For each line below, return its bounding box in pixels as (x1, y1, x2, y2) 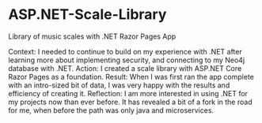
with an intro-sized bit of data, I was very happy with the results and (8, 80, 230, 90)
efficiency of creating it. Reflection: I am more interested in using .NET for (8, 88, 248, 98)
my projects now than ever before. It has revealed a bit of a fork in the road (8, 97, 253, 106)
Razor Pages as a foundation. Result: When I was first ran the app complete (8, 72, 255, 81)
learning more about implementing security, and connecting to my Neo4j (8, 55, 245, 65)
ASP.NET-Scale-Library (8, 6, 167, 24)
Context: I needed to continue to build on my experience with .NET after (8, 47, 243, 56)
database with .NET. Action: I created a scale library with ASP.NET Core (8, 63, 242, 73)
